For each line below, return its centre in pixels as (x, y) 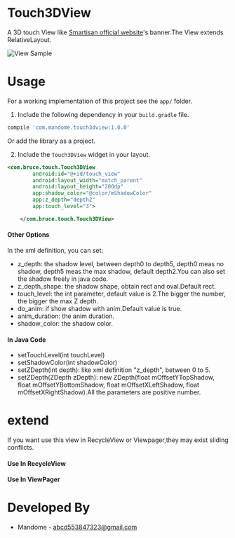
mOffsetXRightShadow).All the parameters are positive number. (109, 392)
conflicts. (21, 448)
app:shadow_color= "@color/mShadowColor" (92, 193)
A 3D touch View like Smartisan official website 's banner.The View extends (115, 32)
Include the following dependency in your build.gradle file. (103, 114)
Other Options (28, 235)
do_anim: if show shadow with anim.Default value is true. (100, 308)
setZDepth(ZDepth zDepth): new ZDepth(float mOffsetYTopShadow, (116, 378)
